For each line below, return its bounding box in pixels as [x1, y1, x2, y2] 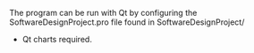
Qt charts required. [21, 34, 92, 44]
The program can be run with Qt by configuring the [9, 8, 198, 18]
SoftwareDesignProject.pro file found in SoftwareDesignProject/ [9, 17, 245, 27]
